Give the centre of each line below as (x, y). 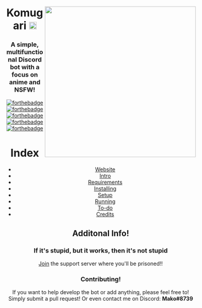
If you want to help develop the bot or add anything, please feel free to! (101, 292)
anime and (25, 83)
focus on (25, 75)
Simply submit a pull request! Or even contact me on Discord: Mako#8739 (101, 299)
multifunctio (25, 52)
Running (105, 201)
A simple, (25, 45)
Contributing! (101, 279)
